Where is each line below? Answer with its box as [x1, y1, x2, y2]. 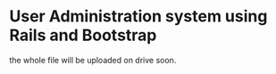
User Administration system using [9, 6, 268, 27]
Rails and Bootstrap [9, 25, 157, 45]
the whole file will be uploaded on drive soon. [9, 54, 177, 65]
